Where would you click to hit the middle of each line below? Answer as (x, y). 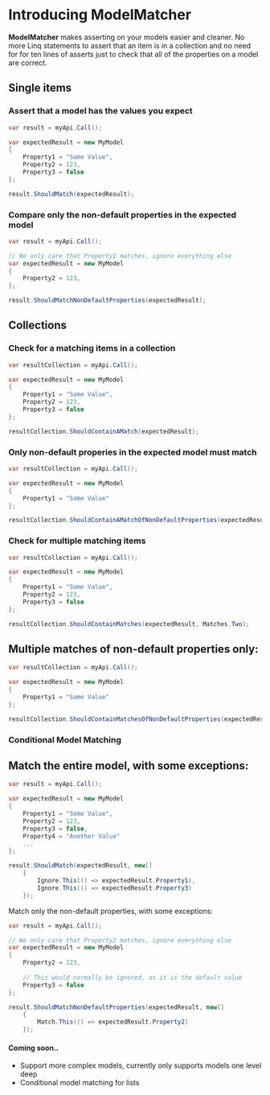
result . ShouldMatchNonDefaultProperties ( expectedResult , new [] (117, 1007)
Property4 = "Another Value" (72, 836)
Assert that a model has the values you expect (100, 111)
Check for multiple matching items (77, 541)
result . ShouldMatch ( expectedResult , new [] (80, 866)
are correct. (28, 63)
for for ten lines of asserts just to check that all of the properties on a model (133, 54)
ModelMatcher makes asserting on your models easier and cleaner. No (127, 37)
